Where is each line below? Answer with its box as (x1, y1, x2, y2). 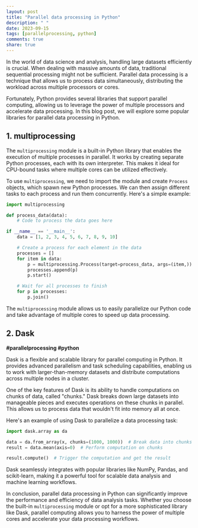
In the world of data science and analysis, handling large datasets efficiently (6, 58, 192, 65)
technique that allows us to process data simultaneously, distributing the (6, 77, 183, 84)
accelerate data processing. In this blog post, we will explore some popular (6, 108, 189, 115)
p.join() (27, 294, 49, 300)
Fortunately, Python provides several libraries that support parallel (6, 95, 168, 102)
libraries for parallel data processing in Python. (6, 114, 120, 121)
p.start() (27, 272, 52, 278)
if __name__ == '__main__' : (6, 228, 76, 235)
